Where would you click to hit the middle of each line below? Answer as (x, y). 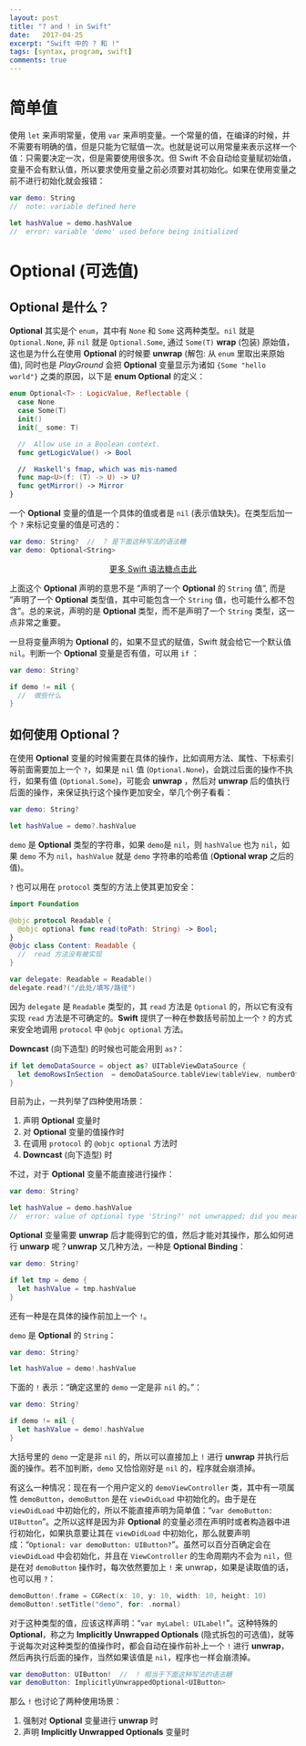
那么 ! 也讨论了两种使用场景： (66, 1701)
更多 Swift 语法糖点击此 (153, 568)
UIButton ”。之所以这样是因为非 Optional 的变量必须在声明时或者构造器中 (146, 1521)
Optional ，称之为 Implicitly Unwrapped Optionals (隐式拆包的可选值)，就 (148, 1634)
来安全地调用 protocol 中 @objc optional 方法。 (99, 1029)
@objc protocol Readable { (61, 920)
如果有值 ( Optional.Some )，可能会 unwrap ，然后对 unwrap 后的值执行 (158, 781)
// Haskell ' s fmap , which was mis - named (97, 469)
